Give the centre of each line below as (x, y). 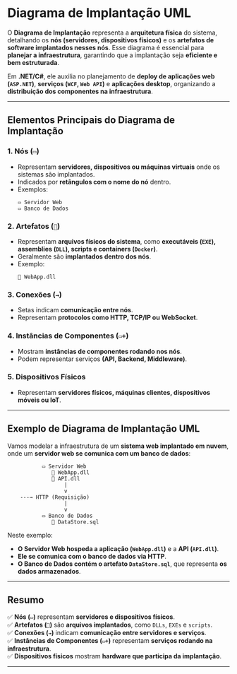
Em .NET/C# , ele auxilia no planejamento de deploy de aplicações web (111, 76)
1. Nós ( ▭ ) (24, 151)
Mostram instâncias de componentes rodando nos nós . (99, 351)
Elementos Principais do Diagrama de (91, 120)
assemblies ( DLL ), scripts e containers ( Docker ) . (87, 249)
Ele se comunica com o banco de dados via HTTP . (92, 556)
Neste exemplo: (30, 535)
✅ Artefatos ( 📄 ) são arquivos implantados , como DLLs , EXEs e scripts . (110, 625)
